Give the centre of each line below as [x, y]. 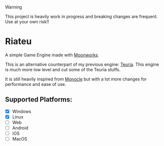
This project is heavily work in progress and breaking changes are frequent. [82, 16]
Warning [13, 7]
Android [20, 128]
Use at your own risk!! [27, 22]
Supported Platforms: [39, 100]
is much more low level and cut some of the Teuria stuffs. [63, 69]
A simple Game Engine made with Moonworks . [52, 55]
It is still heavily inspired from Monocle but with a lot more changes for [76, 79]
